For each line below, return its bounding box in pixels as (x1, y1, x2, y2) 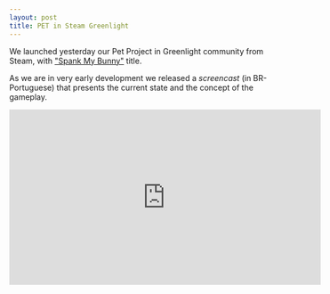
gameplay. (9, 91, 47, 102)
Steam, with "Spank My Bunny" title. (9, 55, 142, 66)
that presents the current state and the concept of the (56, 82, 254, 93)
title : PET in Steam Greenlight (9, 21, 129, 30)
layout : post (9, 12, 58, 22)
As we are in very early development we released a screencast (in (9, 72, 252, 83)
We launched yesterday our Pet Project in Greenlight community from (9, 45, 264, 56)
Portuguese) (9, 82, 55, 93)
